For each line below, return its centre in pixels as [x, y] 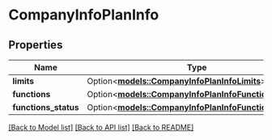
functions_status [46, 107]
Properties [36, 45]
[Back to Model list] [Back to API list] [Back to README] [101, 127]
